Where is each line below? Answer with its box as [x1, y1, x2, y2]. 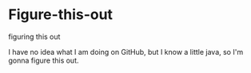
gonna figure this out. [8, 56, 79, 65]
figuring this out [8, 32, 61, 41]
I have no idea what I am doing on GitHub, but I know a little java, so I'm [8, 47, 244, 56]
